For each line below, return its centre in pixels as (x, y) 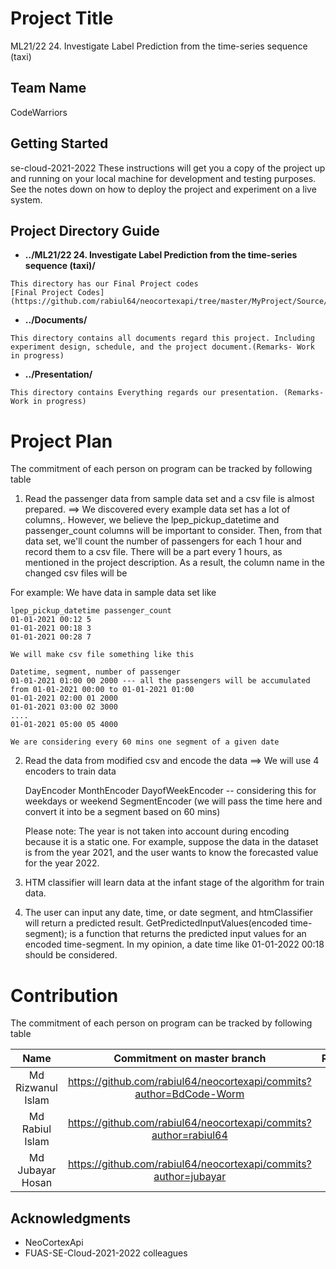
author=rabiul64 (189, 1135)
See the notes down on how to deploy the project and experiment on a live (163, 189)
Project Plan (61, 441)
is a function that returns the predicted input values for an (188, 934)
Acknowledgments (71, 1218)
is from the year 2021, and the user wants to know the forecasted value (171, 853)
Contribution (64, 995)
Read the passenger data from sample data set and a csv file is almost (169, 499)
